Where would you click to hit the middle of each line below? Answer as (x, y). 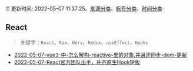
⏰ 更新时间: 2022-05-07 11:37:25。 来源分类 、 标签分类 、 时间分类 (84, 9)
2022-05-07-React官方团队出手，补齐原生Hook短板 (77, 62)
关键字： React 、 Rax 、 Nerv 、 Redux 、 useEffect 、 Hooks (84, 42)
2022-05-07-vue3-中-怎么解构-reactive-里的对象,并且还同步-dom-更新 (100, 55)
